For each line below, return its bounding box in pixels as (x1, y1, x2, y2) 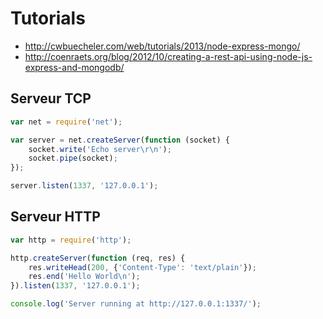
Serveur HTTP (10, 208, 101, 226)
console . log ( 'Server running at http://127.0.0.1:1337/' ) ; (10, 299, 262, 309)
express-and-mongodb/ (24, 61, 125, 73)
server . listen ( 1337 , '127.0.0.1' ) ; (10, 181, 159, 191)
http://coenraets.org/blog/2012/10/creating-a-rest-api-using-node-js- (24, 50, 313, 62)
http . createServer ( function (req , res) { (10, 253, 186, 263)
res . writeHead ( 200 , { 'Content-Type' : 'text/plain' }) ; (28, 262, 257, 272)
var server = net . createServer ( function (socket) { (10, 135, 230, 145)
